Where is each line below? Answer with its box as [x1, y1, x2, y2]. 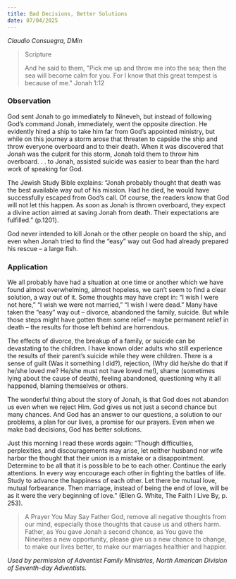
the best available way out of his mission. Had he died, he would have [7, 185, 210, 194]
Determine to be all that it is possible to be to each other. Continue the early [7, 461, 227, 470]
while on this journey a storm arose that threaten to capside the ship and [7, 135, 218, 143]
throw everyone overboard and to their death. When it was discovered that [7, 142, 224, 150]
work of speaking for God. [7, 164, 84, 173]
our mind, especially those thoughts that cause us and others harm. [24, 520, 221, 529]
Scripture [24, 50, 52, 59]
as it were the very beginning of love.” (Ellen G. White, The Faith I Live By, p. [7, 492, 228, 500]
